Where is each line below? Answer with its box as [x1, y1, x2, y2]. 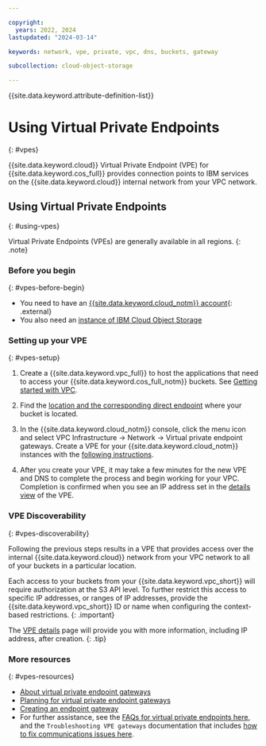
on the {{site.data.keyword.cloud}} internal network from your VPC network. [8, 177, 257, 187]
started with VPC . [19, 385, 78, 395]
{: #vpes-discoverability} [8, 528, 90, 538]
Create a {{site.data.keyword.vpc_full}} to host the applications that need [19, 369, 259, 378]
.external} [19, 307, 52, 316]
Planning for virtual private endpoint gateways [19, 696, 171, 705]
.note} [8, 245, 29, 254]
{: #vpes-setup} [8, 353, 61, 362]
